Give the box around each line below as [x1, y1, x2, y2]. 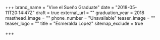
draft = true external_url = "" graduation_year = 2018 [35, 10, 145, 16]
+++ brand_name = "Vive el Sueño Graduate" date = [5, 5, 115, 10]
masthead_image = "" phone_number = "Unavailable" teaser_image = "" [5, 15, 155, 21]
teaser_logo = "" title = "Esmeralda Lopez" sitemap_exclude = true [5, 20, 143, 26]
